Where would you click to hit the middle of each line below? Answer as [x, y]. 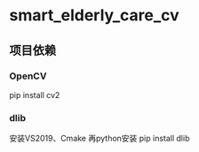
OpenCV [28, 76]
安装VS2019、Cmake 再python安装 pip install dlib [99, 139]
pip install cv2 [35, 95]
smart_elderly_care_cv [94, 15]
